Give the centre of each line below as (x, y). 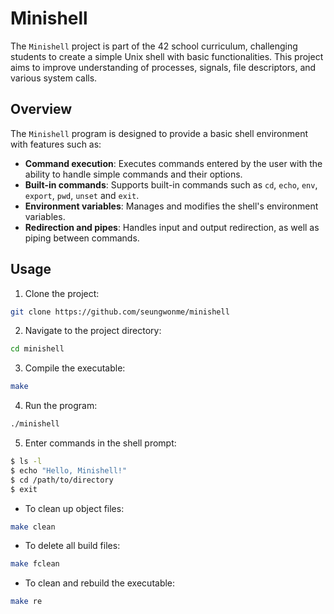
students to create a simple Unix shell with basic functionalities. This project (167, 56)
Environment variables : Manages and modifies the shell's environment (171, 206)
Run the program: (61, 406)
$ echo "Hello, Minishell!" (69, 470)
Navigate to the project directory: (93, 331)
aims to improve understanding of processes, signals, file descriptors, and (163, 67)
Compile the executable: (75, 368)
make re (26, 602)
